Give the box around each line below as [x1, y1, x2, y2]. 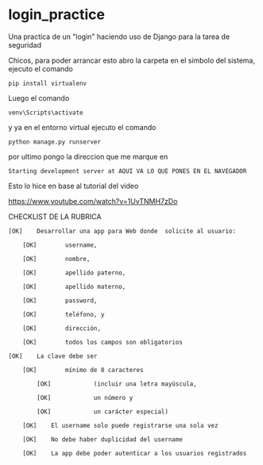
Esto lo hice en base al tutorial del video [8, 181, 139, 190]
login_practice [8, 6, 106, 24]
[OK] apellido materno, [22, 282, 126, 290]
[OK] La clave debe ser [8, 352, 98, 360]
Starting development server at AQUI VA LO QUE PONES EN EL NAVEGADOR [8, 167, 247, 175]
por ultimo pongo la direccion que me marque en [8, 152, 168, 161]
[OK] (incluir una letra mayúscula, [37, 379, 197, 388]
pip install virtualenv [8, 79, 87, 87]
